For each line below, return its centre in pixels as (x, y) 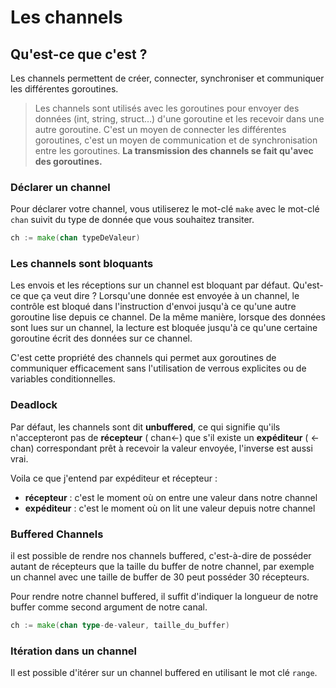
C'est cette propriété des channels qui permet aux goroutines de (143, 358)
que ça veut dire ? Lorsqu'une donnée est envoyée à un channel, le (161, 296)
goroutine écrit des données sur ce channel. (101, 338)
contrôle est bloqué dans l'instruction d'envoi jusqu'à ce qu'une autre (153, 307)
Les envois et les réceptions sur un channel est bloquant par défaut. (150, 285)
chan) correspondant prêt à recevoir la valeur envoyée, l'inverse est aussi (161, 448)
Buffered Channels (57, 534)
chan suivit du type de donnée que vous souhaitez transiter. (132, 220)
